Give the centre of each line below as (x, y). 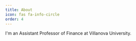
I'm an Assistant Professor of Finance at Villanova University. (69, 33)
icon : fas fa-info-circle (32, 14)
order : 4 (14, 19)
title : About (19, 10)
